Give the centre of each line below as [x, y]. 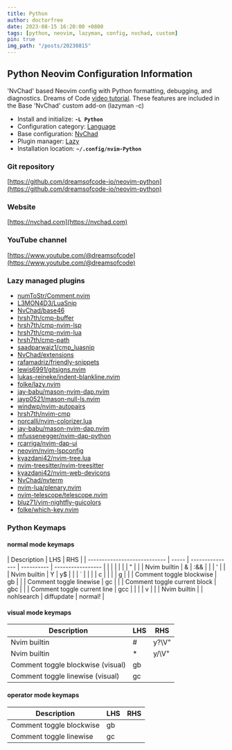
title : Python [28, 14]
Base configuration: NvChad [57, 133]
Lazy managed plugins [46, 281]
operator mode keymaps [43, 694]
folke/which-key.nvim [48, 510]
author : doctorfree [35, 20]
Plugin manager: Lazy [48, 141]
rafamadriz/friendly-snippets [58, 362]
